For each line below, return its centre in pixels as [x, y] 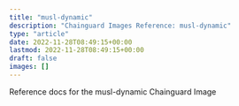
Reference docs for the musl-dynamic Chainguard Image [113, 91]
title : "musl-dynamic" [51, 17]
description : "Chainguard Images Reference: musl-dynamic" [120, 26]
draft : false [33, 58]
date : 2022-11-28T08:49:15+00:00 [71, 42]
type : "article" [39, 34]
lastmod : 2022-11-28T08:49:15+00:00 [77, 50]
